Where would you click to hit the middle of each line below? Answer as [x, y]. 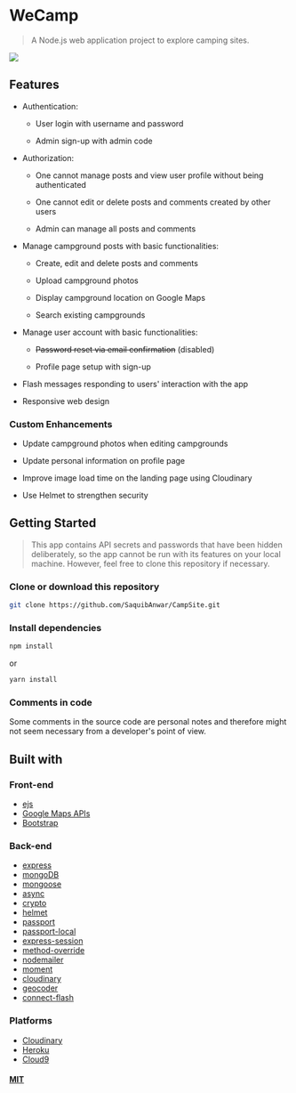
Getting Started [53, 523]
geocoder [40, 988]
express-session [52, 941]
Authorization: [48, 158]
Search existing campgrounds [90, 315]
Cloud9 [36, 1059]
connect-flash [48, 998]
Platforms [31, 1021]
